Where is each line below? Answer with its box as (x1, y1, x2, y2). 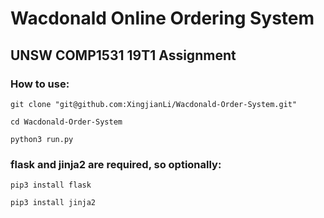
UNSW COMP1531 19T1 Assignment (10, 47, 237, 64)
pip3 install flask (10, 180, 92, 191)
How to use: (10, 77, 70, 91)
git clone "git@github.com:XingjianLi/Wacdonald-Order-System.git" (10, 99, 298, 109)
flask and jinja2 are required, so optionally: (10, 157, 222, 171)
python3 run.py (10, 134, 74, 144)
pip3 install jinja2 (10, 198, 97, 208)
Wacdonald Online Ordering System (10, 7, 315, 30)
